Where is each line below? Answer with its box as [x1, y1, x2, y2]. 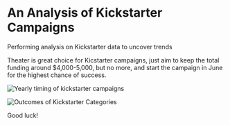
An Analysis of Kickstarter [7, 5, 163, 21]
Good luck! [7, 111, 39, 119]
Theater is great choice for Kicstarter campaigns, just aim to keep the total [7, 56, 220, 64]
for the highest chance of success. [7, 71, 107, 79]
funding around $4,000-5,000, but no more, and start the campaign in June [7, 63, 223, 72]
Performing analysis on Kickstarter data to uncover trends [7, 42, 172, 51]
